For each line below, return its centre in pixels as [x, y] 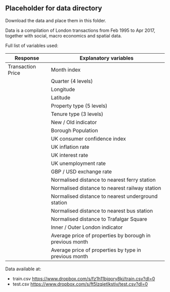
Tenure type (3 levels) [77, 114]
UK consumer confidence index [89, 139]
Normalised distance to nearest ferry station [103, 180]
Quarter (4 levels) [72, 81]
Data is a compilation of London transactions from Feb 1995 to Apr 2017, [80, 30]
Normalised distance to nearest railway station [106, 188]
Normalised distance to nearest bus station [102, 211]
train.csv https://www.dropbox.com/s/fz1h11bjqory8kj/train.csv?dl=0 [84, 278]
